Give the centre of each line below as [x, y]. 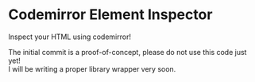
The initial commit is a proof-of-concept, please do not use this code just [127, 52]
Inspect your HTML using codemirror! [70, 37]
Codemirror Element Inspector [110, 15]
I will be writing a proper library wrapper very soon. [92, 68]
